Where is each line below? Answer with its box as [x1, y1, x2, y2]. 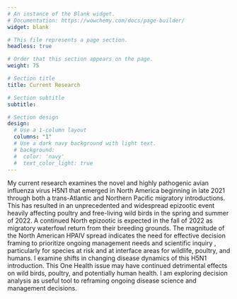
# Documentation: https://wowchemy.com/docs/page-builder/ [7, 17, 185, 24]
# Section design [7, 114, 59, 121]
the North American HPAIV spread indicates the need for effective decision [7, 231, 226, 240]
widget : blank [7, 23, 50, 30]
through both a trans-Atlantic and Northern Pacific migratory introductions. [7, 194, 226, 202]
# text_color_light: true [13, 160, 93, 167]
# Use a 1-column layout [13, 127, 87, 134]
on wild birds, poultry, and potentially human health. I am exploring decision [7, 269, 228, 278]
